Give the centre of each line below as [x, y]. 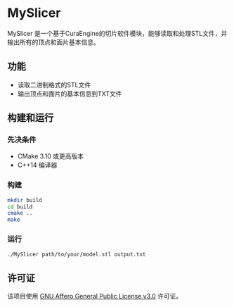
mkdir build [25, 200]
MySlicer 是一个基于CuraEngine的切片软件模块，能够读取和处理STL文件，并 [117, 33]
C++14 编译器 [37, 165]
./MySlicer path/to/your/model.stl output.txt [77, 254]
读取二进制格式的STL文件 [54, 84]
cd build [20, 207]
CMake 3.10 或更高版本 [51, 156]
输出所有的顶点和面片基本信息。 [53, 42]
